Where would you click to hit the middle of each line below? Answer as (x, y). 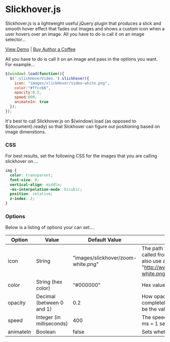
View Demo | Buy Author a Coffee (40, 49)
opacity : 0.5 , (28, 93)
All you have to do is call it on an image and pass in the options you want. (81, 59)
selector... (16, 39)
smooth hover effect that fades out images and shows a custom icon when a (85, 28)
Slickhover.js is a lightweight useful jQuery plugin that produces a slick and (83, 23)
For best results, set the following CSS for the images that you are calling (81, 156)
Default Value (105, 240)
